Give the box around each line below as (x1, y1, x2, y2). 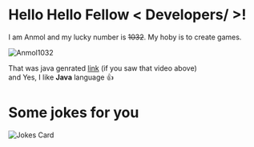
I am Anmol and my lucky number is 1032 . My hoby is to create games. (8, 32, 242, 42)
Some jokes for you (8, 104, 139, 122)
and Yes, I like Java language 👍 (8, 72, 114, 82)
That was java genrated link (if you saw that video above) (8, 63, 198, 73)
